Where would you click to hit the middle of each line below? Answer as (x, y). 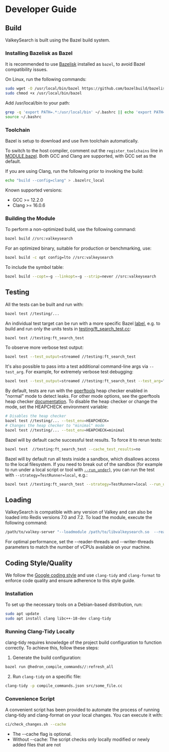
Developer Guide (41, 9)
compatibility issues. (26, 70)
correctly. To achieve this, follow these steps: (52, 648)
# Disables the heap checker (36, 416)
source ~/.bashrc (23, 117)
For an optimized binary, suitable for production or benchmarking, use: (78, 248)
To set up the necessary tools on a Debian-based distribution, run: (74, 604)
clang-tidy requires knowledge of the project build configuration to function (83, 642)
